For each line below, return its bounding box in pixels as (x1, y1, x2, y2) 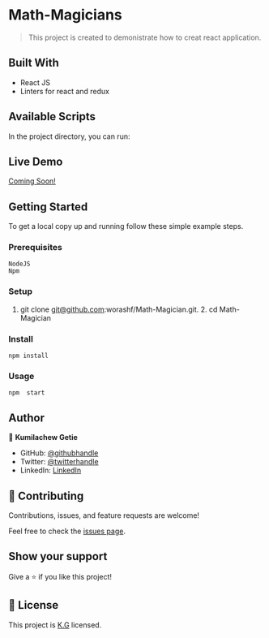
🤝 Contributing (8, 489, 84, 502)
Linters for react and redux (19, 86, 110, 96)
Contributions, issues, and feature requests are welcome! (8, 511, 200, 520)
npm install (8, 351, 49, 360)
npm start (8, 389, 45, 397)
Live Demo (8, 154, 63, 168)
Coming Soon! (8, 176, 57, 186)
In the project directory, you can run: (8, 131, 130, 141)
